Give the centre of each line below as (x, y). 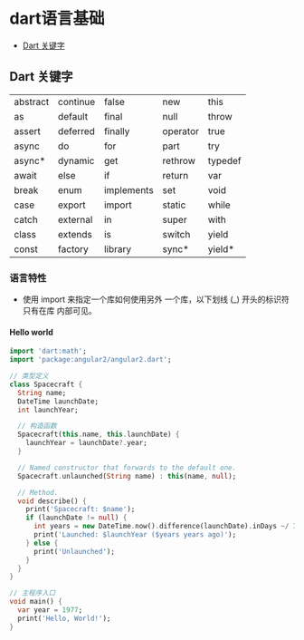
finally (117, 131)
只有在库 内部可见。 (59, 311)
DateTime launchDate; (58, 401)
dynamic (76, 160)
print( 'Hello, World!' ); (64, 618)
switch (176, 234)
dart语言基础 (57, 19)
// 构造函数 (37, 426)
